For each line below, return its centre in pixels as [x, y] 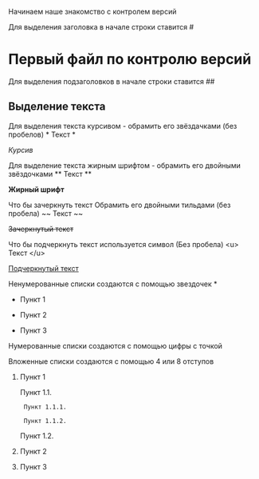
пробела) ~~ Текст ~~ [46, 213]
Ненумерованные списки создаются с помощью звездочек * [113, 284]
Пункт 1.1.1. [45, 407]
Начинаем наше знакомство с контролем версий [92, 12]
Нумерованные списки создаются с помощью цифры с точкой [116, 345]
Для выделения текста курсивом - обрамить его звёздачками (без [123, 126]
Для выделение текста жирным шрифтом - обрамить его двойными [125, 165]
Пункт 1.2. [37, 436]
